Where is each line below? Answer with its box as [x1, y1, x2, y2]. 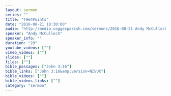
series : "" [5, 12, 28, 17]
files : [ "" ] [5, 59, 31, 65]
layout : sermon [5, 7, 38, 13]
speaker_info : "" [5, 36, 42, 41]
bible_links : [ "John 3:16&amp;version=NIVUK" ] [5, 69, 106, 74]
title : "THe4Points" [5, 17, 49, 22]
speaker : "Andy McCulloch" [5, 31, 63, 36]
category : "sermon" [5, 83, 47, 88]
